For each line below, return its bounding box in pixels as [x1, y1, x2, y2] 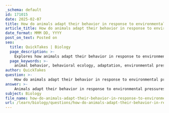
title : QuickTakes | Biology [10, 44, 71, 49]
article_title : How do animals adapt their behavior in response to [5, 26, 152, 31]
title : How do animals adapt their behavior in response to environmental [5, 21, 165, 26]
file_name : [5, 95, 28, 100]
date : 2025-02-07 [5, 16, 42, 21]
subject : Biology [5, 91, 42, 96]
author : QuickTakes [5, 68, 46, 73]
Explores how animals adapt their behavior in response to [14, 53, 141, 59]
